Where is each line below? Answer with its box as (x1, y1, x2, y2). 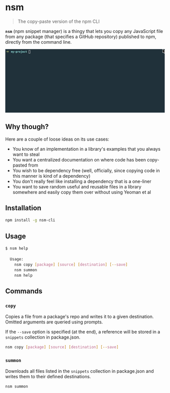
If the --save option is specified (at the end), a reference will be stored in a (5, 329, 160, 335)
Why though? (5, 122, 49, 131)
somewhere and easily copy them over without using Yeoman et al (12, 189, 151, 195)
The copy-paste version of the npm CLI (17, 18, 100, 24)
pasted (12, 162, 27, 168)
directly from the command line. (5, 39, 72, 45)
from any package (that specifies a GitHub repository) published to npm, (5, 34, 157, 40)
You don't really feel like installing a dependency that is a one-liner (12, 178, 152, 184)
